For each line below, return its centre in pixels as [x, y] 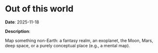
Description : [18, 31]
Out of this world [39, 9]
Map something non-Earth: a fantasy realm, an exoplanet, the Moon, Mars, [79, 40]
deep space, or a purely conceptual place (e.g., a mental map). [68, 45]
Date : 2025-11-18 [22, 22]
